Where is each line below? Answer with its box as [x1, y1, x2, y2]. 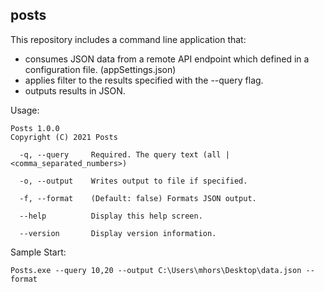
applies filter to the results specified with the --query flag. [24, 74, 264, 86]
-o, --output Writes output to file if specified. [19, 176, 248, 186]
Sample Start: [10, 246, 67, 258]
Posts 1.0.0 [10, 123, 60, 133]
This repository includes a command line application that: [10, 33, 247, 45]
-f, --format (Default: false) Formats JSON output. [19, 193, 257, 203]
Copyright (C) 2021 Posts [10, 132, 118, 142]
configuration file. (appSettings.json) [24, 63, 177, 75]
